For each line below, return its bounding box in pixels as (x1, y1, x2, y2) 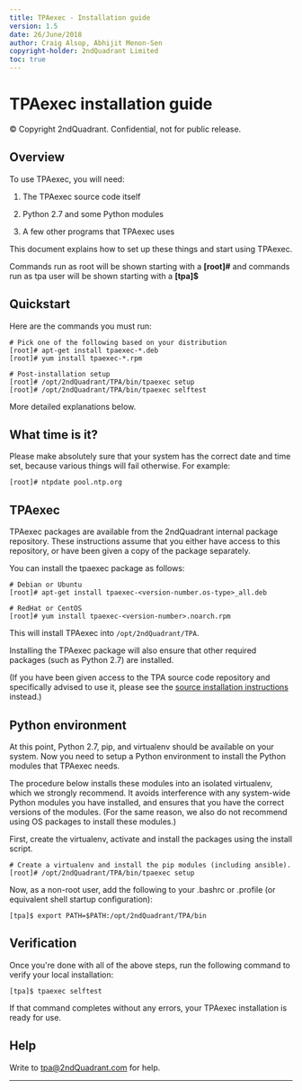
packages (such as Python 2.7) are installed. (9, 655, 174, 666)
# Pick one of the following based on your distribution (9, 338, 227, 347)
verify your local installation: (9, 969, 114, 980)
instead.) (9, 691, 42, 703)
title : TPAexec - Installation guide (9, 13, 151, 23)
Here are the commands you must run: (9, 321, 153, 332)
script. (9, 843, 33, 854)
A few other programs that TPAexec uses (22, 226, 175, 237)
